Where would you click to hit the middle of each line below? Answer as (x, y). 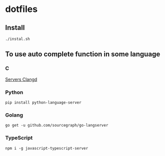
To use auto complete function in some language (83, 54)
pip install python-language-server (43, 102)
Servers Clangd (21, 79)
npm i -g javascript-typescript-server (47, 148)
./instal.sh (17, 39)
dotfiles (21, 9)
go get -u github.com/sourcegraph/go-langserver (57, 126)
